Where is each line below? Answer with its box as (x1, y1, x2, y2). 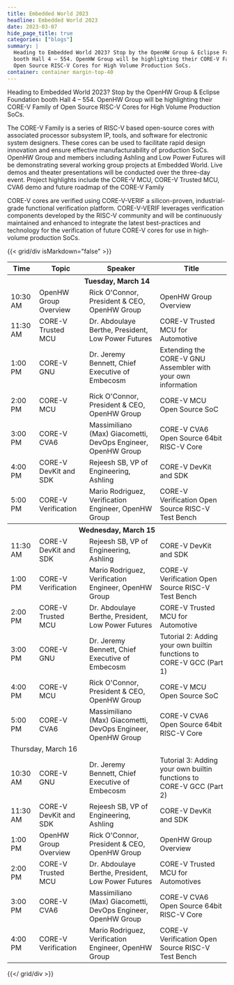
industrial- (196, 196, 226, 204)
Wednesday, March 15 (79, 525, 155, 534)
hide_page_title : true (7, 29, 73, 37)
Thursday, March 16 (10, 744, 78, 753)
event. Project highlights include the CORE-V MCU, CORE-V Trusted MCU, (7, 175, 220, 183)
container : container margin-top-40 (7, 68, 114, 75)
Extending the (159, 345, 205, 354)
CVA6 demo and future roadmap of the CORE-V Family (7, 183, 165, 191)
